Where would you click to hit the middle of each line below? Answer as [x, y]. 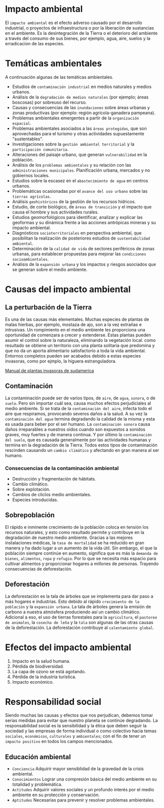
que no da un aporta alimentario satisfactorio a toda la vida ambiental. [75, 351]
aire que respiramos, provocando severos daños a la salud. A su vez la [76, 414]
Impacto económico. [33, 682]
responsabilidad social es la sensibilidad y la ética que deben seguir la [76, 726]
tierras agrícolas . [32, 196]
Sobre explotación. [31, 489]
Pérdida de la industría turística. [44, 677]
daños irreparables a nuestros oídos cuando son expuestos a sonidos [75, 429]
